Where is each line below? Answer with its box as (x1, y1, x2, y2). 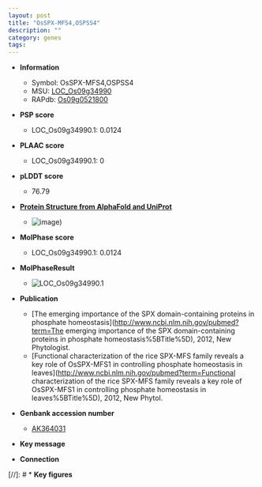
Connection (19, 455, 59, 464)
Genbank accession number (19, 409, 114, 418)
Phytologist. (31, 343, 71, 353)
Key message (19, 440, 65, 449)
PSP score (19, 110, 54, 119)
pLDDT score (19, 172, 64, 181)
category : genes (8, 33, 62, 42)
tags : (8, 41, 26, 49)
